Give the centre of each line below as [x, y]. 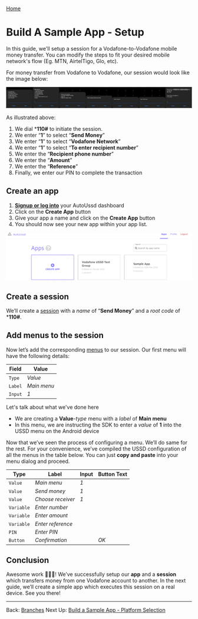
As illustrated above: [31, 118]
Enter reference [54, 524]
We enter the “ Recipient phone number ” [64, 154]
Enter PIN [46, 532]
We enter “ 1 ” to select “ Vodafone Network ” [67, 141]
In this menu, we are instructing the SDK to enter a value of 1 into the [98, 425]
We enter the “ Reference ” [46, 167]
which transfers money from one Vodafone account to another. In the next [96, 581]
